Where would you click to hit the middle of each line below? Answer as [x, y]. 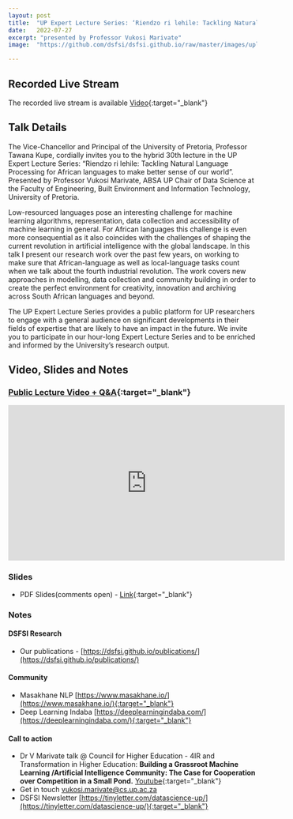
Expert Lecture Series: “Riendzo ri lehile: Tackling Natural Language [118, 163]
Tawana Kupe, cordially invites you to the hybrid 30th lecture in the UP [123, 155]
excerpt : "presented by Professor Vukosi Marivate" [95, 38]
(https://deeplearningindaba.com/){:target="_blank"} [105, 720]
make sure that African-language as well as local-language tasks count [124, 262]
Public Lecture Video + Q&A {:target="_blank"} [100, 393]
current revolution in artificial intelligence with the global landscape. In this [129, 246]
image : [19, 45]
